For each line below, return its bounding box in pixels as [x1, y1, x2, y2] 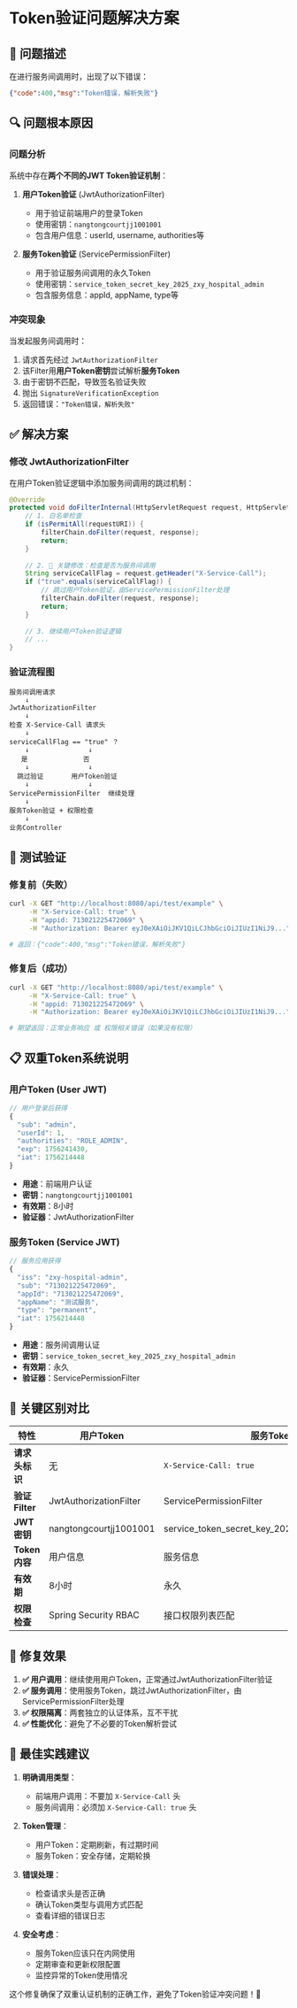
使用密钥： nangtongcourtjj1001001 [34, 219, 162, 229]
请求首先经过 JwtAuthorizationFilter [21, 354, 159, 365]
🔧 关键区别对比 [9, 1401, 90, 1416]
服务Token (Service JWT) [9, 1235, 120, 1248]
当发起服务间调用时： [9, 335, 87, 346]
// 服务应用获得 [9, 1257, 61, 1266]
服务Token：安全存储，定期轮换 [34, 1850, 151, 1861]
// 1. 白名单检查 [25, 512, 82, 520]
